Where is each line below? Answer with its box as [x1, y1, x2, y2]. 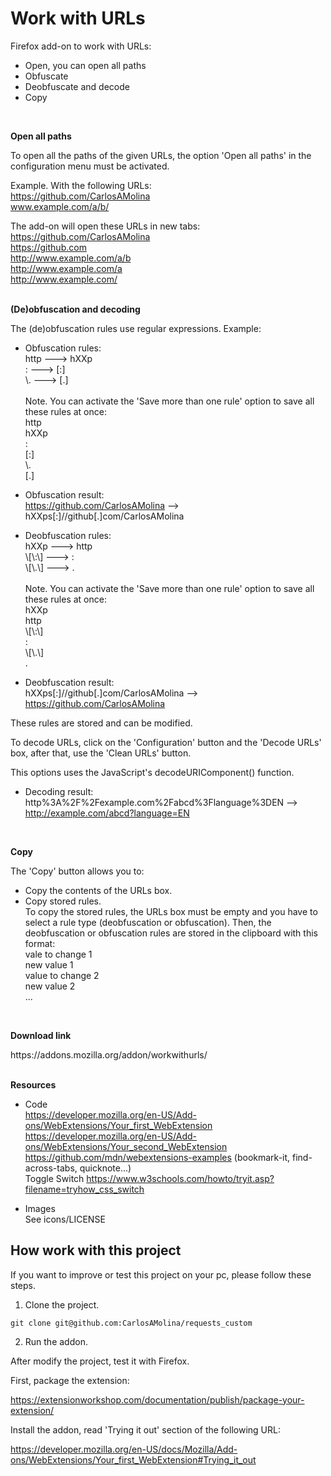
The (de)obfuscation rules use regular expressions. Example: [10, 322, 262, 334]
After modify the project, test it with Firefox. [10, 1355, 190, 1367]
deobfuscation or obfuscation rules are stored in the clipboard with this [24, 927, 318, 939]
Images [24, 1202, 56, 1214]
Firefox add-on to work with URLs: [10, 40, 152, 52]
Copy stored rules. [24, 895, 102, 907]
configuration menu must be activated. [10, 160, 170, 172]
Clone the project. [24, 1298, 100, 1311]
